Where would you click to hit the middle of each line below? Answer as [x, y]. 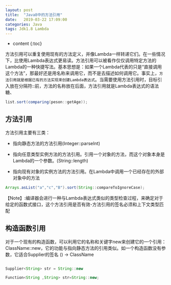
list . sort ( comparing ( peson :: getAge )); [46, 102]
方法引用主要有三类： [28, 132]
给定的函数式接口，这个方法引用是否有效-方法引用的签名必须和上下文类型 [82, 204]
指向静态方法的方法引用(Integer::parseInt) [56, 143]
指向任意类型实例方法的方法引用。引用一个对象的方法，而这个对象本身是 [89, 154]
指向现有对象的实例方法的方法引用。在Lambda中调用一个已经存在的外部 [88, 171]
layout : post [19, 10]
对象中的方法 [26, 178]
